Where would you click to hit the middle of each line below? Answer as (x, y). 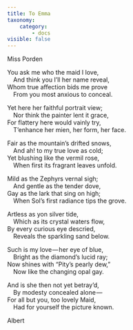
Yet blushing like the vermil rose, (53, 158)
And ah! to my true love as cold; (58, 151)
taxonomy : (21, 20)
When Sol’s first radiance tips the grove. (70, 201)
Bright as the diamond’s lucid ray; (61, 257)
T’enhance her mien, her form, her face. (70, 130)
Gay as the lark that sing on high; (54, 194)
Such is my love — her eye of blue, (55, 250)
